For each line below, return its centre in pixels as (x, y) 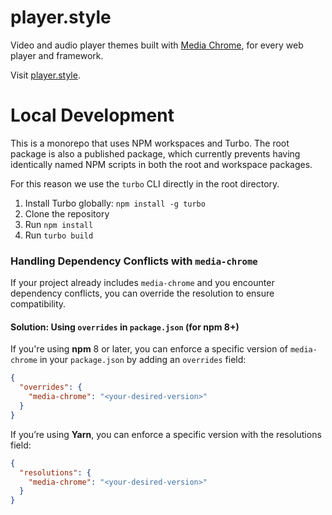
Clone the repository (67, 213)
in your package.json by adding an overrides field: (143, 360)
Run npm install (59, 224)
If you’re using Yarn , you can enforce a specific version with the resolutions (166, 434)
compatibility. (38, 304)
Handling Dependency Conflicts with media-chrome (134, 261)
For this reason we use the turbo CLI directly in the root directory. (145, 183)
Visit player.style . (45, 75)
